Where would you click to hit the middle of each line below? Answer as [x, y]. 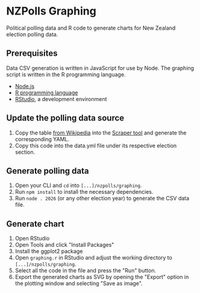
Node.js [25, 86]
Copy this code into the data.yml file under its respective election [96, 145]
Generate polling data [48, 171]
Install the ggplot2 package [49, 251]
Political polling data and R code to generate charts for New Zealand [91, 28]
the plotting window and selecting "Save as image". [79, 283]
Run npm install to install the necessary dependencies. [84, 192]
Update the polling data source [65, 118]
